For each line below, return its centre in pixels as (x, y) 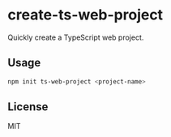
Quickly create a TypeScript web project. (76, 37)
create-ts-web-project (85, 15)
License (28, 107)
